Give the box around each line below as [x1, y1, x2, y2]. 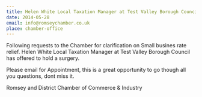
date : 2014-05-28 [6, 14, 50, 20]
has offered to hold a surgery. [6, 54, 80, 62]
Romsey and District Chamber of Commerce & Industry [6, 84, 142, 92]
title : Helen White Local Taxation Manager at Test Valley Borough [6, 8, 179, 15]
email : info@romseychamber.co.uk [6, 20, 90, 26]
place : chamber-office [6, 25, 63, 32]
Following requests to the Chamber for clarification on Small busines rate [6, 42, 187, 49]
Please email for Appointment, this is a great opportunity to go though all [6, 66, 186, 74]
